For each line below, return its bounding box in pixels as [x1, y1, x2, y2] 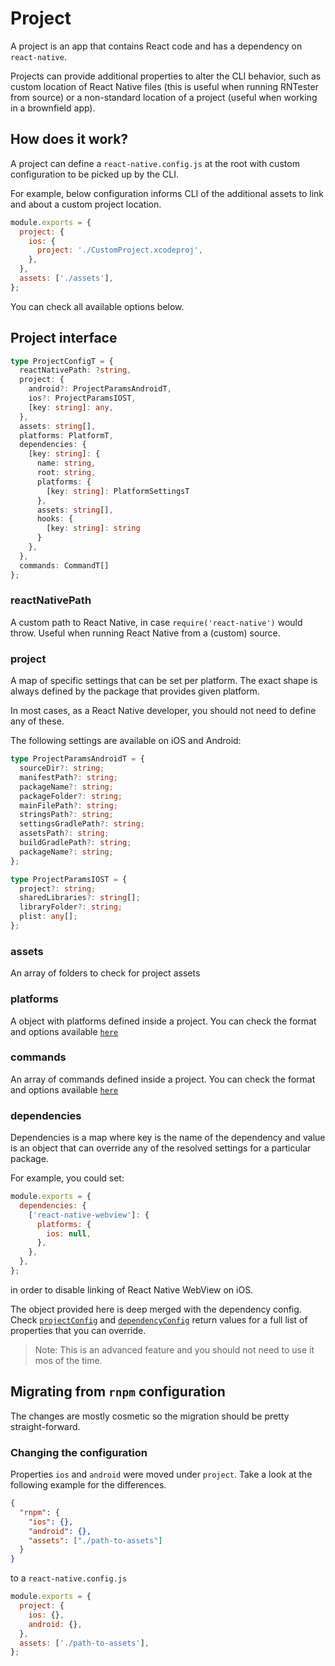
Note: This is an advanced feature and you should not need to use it [34, 1343, 315, 1356]
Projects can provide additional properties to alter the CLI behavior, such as [10, 70, 322, 82]
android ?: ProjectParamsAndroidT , [28, 384, 172, 394]
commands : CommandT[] [19, 560, 110, 571]
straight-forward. [10, 1420, 81, 1432]
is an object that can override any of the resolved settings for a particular [10, 1142, 312, 1154]
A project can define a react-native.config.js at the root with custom [10, 157, 300, 169]
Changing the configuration [10, 1445, 148, 1459]
